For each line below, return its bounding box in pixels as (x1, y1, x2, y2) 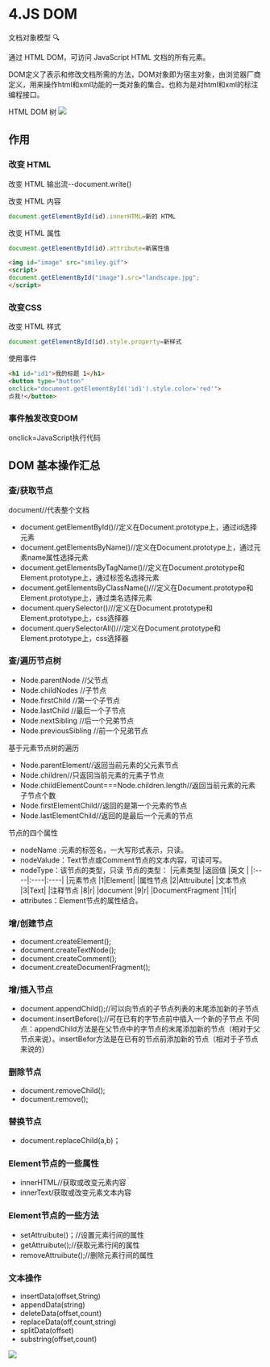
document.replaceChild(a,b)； (19, 1136, 121, 1145)
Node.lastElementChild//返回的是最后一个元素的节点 (19, 810, 193, 821)
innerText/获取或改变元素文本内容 (19, 1188, 131, 1197)
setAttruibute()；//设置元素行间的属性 (19, 1230, 145, 1239)
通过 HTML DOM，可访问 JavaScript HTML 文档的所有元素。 (8, 52, 210, 61)
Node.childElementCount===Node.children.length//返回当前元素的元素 (19, 780, 256, 790)
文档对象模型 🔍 (8, 32, 60, 42)
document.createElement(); (19, 937, 111, 947)
